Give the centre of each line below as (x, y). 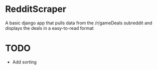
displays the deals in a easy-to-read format (49, 28)
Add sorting (24, 62)
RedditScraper (36, 9)
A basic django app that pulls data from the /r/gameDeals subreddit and (79, 23)
